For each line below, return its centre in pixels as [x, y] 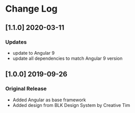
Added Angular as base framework [49, 100]
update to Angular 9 [34, 53]
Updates [16, 42]
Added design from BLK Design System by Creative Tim [71, 105]
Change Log [31, 9]
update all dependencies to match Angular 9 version [67, 58]
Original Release [26, 89]
